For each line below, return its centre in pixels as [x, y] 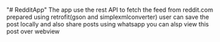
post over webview [33, 31]
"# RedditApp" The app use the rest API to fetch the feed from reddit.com [110, 10]
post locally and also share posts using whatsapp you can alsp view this [108, 24]
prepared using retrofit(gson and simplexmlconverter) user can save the [108, 17]
